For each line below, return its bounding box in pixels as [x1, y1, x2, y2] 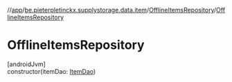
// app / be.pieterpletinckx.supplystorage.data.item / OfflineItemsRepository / [7, 6, 217, 14]
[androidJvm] [7, 60, 46, 68]
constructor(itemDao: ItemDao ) [7, 67, 96, 75]
